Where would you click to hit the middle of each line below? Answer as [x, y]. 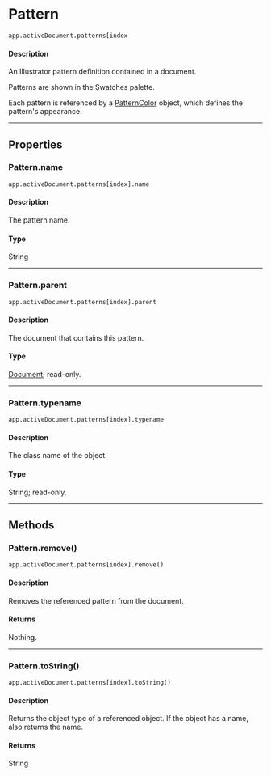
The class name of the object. [58, 456]
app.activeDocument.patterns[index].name [79, 184]
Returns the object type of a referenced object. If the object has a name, [128, 719]
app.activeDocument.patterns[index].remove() [86, 565]
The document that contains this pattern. [76, 337]
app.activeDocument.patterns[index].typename [86, 420]
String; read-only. [38, 492]
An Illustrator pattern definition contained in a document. [102, 72]
